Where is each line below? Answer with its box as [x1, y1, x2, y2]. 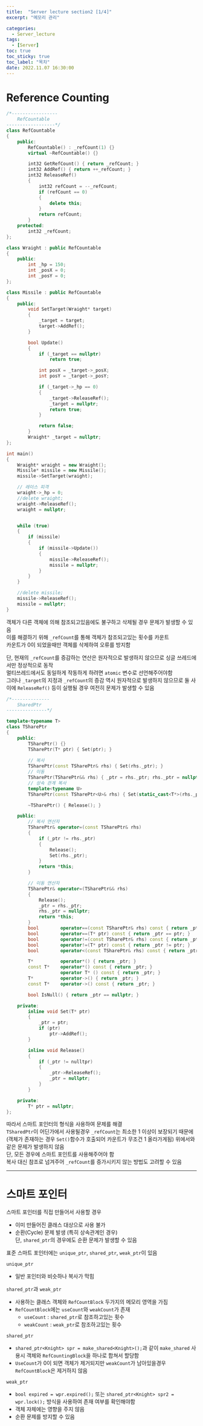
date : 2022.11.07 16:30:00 [6, 65, 74, 71]
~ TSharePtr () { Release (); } [28, 802, 101, 808]
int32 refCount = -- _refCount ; [38, 183, 118, 189]
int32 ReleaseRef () [28, 172, 77, 178]
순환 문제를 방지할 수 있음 [14, 1413, 76, 1421]
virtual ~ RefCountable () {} [28, 150, 98, 156]
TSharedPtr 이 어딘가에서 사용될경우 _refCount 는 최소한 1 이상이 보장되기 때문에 [6, 1128, 194, 1135]
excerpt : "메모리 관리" [6, 15, 60, 21]
